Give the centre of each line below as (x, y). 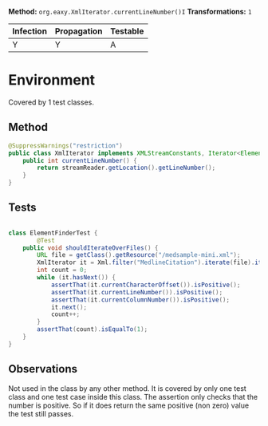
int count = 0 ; (62, 270)
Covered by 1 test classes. (51, 102)
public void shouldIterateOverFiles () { (91, 248)
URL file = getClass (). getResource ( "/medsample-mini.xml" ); (139, 255)
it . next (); (69, 307)
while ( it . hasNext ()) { (76, 278)
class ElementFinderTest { (53, 233)
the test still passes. (41, 413)
